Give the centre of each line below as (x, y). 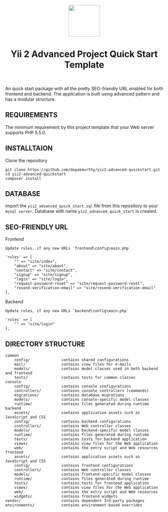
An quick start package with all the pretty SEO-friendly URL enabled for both (84, 89)
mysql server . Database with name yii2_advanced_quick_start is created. (81, 211)
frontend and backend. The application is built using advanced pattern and (82, 94)
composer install (23, 179)
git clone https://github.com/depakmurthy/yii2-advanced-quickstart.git (83, 169)
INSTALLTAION (29, 148)
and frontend (19, 373)
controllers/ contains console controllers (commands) (82, 391)
